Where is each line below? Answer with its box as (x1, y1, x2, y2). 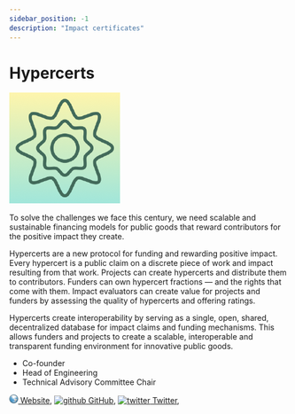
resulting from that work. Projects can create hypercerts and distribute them (9, 267, 287, 278)
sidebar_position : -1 (9, 14, 89, 23)
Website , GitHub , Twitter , (19, 395, 180, 406)
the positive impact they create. (9, 231, 125, 242)
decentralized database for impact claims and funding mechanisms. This (9, 322, 275, 332)
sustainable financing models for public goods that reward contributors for (9, 222, 282, 232)
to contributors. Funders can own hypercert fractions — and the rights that (9, 277, 282, 287)
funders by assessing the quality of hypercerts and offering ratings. (9, 295, 256, 306)
